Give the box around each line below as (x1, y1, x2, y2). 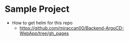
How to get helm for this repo (12, 20, 73, 26)
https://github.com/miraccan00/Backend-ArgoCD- (19, 25, 124, 31)
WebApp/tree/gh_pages (19, 30, 69, 36)
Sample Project (5, 3, 70, 15)
